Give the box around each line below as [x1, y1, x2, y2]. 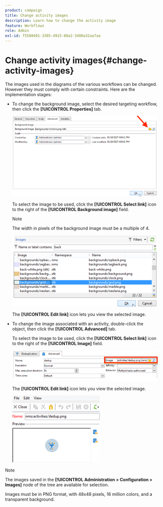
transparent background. [5, 496, 55, 502]
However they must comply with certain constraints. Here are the [5, 86, 135, 92]
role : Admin [5, 28, 29, 33]
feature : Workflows [5, 23, 45, 28]
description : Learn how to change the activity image [5, 18, 116, 23]
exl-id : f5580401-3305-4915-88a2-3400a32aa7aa [5, 33, 101, 38]
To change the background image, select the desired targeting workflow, [12, 101, 158, 107]
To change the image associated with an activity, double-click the [12, 321, 144, 327]
